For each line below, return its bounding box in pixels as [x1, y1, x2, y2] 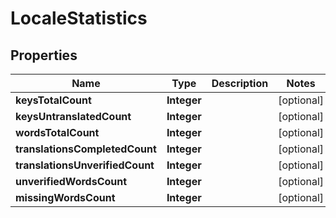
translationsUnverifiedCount [15, 158, 155, 172]
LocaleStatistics [10, 7, 148, 30]
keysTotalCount [15, 93, 92, 107]
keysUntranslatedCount [15, 110, 132, 123]
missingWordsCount [15, 191, 116, 204]
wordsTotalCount [15, 126, 100, 139]
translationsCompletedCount [15, 142, 157, 156]
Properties [10, 47, 78, 64]
